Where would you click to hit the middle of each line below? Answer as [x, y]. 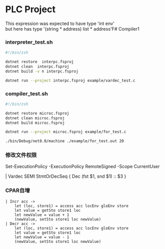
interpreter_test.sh [29, 42]
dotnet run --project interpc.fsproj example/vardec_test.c [71, 80]
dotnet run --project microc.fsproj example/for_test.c [66, 132]
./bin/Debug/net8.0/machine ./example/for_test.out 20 [65, 141]
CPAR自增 [18, 190]
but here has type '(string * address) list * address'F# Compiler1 [72, 29]
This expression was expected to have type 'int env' [60, 23]
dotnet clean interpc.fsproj [37, 66]
